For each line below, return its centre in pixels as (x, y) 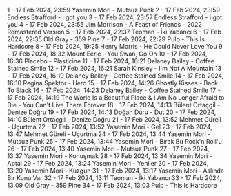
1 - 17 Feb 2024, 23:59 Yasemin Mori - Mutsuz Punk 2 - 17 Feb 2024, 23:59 (114, 10)
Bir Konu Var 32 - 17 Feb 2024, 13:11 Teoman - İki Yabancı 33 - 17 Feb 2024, (114, 178)
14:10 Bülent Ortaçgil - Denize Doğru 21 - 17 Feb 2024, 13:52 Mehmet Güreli (114, 119)
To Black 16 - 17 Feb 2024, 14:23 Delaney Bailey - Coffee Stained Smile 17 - (114, 90)
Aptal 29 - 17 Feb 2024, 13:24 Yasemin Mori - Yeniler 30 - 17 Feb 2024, (108, 163)
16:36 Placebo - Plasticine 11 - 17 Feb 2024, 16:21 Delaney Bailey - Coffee (111, 61)
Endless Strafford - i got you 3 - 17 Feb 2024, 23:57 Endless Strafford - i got (115, 17)
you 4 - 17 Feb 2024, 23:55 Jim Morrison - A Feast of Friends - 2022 (104, 24)
